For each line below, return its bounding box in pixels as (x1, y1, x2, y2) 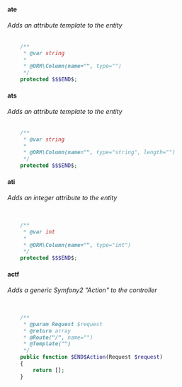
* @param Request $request (23, 320, 103, 328)
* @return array (23, 327, 72, 335)
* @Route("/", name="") (23, 334, 93, 341)
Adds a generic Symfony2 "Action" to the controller (7, 286, 157, 294)
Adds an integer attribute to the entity (7, 194, 118, 202)
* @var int (23, 228, 55, 236)
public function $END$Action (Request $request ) (20, 354, 163, 361)
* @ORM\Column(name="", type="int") (23, 241, 132, 248)
